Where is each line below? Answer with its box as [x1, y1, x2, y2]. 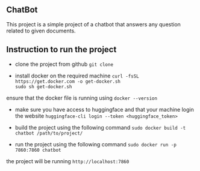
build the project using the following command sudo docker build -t [14, 124, 186, 131]
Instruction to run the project [6, 44, 117, 55]
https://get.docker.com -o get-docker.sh [14, 78, 120, 85]
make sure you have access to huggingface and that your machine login [14, 106, 194, 113]
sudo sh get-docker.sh [14, 83, 72, 89]
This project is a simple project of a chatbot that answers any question [6, 20, 181, 28]
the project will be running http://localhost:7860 [6, 157, 130, 164]
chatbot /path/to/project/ [14, 130, 83, 136]
